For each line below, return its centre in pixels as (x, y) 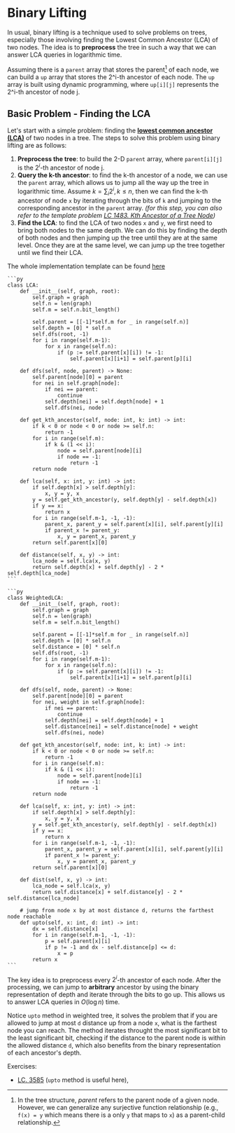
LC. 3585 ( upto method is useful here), (73, 1080)
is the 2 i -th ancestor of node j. (61, 167)
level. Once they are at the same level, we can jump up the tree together (121, 245)
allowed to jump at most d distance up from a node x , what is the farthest (112, 1023)
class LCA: (23, 285)
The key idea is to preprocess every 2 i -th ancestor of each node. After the (114, 979)
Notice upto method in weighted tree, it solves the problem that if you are (113, 1016)
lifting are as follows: (37, 146)
